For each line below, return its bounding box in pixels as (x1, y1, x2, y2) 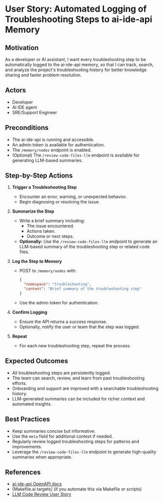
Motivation (5, 43, 39, 52)
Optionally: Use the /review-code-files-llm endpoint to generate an (19, 239, 158, 244)
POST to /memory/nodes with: (19, 268, 77, 274)
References (5, 468, 41, 476)
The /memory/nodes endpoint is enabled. (12, 147, 92, 153)
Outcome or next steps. (26, 233, 74, 240)
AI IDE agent (12, 104, 37, 110)
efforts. (12, 380, 27, 386)
